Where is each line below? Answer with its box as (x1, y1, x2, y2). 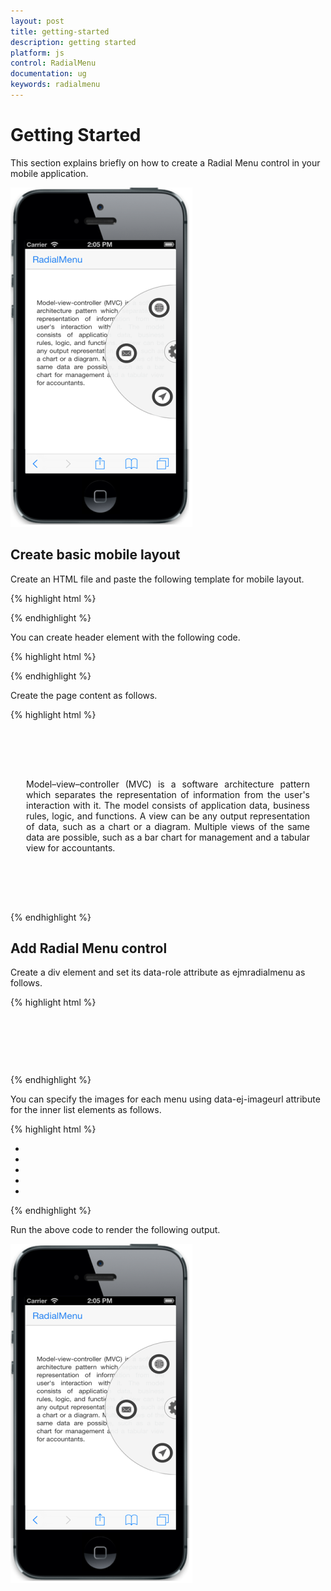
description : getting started (10, 37, 137, 47)
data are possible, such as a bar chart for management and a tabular (26, 831, 310, 843)
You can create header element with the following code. (10, 631, 241, 643)
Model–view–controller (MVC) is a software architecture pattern (26, 778, 310, 790)
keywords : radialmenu (10, 80, 101, 90)
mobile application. (10, 167, 89, 179)
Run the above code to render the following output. (10, 1224, 221, 1236)
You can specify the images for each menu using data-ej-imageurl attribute (10, 1093, 321, 1105)
